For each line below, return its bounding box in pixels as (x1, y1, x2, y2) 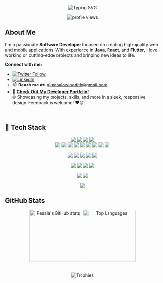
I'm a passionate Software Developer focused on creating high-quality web (5, 41, 158, 47)
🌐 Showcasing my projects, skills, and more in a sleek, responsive (12, 94, 146, 100)
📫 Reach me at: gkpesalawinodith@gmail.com (12, 82, 108, 87)
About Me (5, 28, 36, 37)
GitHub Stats (5, 197, 45, 205)
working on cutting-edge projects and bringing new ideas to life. (5, 52, 136, 58)
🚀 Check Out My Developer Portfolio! (12, 88, 89, 95)
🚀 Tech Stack (5, 123, 46, 132)
